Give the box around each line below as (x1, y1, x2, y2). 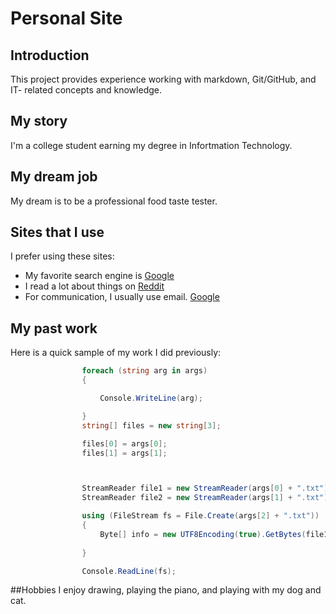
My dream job (10, 168, 98, 186)
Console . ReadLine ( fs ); (81, 566, 177, 576)
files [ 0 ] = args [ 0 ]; (81, 438, 168, 449)
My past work (10, 320, 98, 337)
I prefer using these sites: (10, 250, 115, 262)
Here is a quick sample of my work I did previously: (10, 347, 222, 359)
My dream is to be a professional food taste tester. (10, 195, 218, 207)
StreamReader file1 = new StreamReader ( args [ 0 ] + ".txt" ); (81, 483, 333, 494)
